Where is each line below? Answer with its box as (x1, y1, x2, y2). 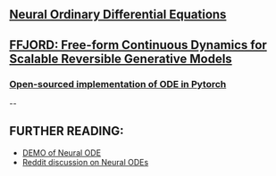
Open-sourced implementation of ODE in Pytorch (9, 77, 227, 90)
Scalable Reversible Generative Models (9, 51, 232, 66)
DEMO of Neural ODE (21, 147, 101, 158)
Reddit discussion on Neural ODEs (21, 156, 149, 167)
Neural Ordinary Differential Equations (9, 7, 227, 22)
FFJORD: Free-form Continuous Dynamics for (9, 37, 268, 52)
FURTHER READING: (9, 124, 124, 139)
